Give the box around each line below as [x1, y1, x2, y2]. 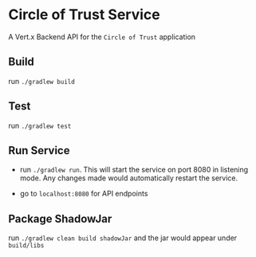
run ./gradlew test [8, 121, 72, 130]
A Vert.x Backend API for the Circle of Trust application [8, 32, 196, 42]
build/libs [8, 242, 45, 250]
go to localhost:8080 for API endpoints [19, 189, 148, 199]
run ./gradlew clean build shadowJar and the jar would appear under [8, 233, 238, 243]
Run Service [8, 144, 70, 157]
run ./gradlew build [8, 76, 76, 85]
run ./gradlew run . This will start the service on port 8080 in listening [19, 165, 249, 175]
